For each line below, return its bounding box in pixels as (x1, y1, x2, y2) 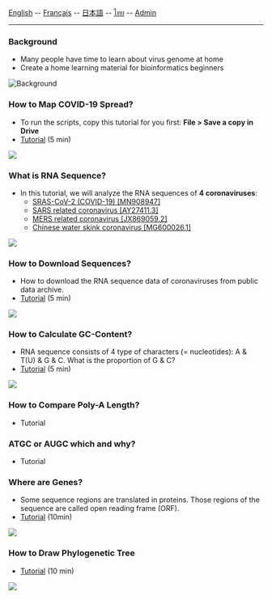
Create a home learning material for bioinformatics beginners (19, 63, 224, 73)
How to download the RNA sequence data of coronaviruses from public (19, 276, 259, 286)
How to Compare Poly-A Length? (8, 399, 140, 411)
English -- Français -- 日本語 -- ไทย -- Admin (8, 8, 156, 17)
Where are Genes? (8, 477, 83, 487)
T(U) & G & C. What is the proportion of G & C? (19, 356, 176, 365)
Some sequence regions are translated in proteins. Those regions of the (19, 495, 261, 504)
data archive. (19, 285, 65, 294)
